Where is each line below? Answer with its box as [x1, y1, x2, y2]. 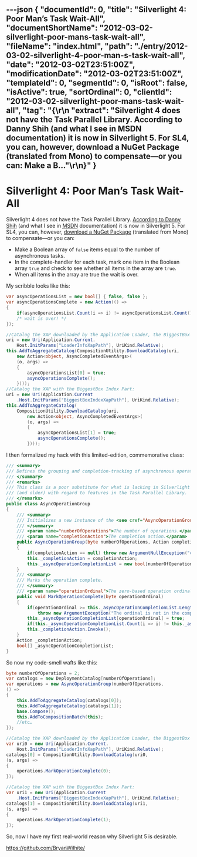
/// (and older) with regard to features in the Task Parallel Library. [6, 490, 188, 496]
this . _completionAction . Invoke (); [27, 626, 111, 633]
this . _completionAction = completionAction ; [27, 555, 138, 561]
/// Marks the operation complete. [16, 578, 104, 583]
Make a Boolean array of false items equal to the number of [14, 246, 160, 253]
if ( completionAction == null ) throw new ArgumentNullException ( [27, 550, 188, 556]
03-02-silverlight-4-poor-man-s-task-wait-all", [6, 50, 186, 60]
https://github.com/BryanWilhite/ [6, 845, 85, 852]
